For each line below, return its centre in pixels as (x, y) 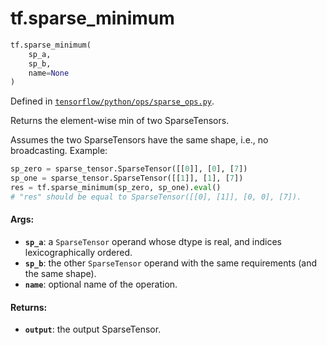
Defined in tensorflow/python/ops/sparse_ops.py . (112, 101)
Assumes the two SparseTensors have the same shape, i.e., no (139, 140)
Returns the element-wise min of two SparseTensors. (120, 121)
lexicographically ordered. (78, 253)
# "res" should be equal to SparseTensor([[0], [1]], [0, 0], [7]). (156, 197)
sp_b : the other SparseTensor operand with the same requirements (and (171, 263)
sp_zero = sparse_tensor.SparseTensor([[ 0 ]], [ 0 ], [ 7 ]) (129, 169)
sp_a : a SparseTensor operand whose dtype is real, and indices (153, 242)
